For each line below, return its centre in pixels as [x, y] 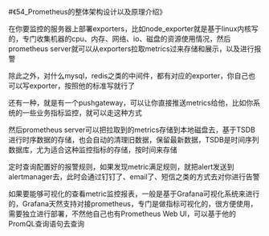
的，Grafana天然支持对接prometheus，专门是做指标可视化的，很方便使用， [133, 204]
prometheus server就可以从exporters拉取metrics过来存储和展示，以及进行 [131, 49]
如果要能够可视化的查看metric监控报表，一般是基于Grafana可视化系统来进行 [134, 194]
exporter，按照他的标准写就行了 [82, 86]
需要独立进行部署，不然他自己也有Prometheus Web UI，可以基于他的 [122, 214]
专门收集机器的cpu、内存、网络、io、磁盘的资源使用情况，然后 [126, 39]
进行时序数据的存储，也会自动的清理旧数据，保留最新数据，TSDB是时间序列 [134, 140]
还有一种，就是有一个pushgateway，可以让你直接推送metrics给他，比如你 [131, 103]
